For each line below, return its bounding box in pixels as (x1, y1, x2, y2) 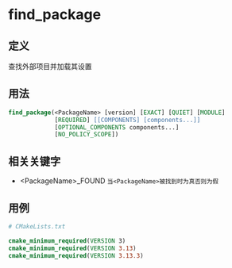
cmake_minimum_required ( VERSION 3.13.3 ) (8, 251, 145, 259)
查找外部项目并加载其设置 (8, 62, 92, 71)
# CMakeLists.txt (8, 222, 66, 231)
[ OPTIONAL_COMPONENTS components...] (54, 123, 180, 132)
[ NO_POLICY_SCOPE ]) (54, 131, 119, 139)
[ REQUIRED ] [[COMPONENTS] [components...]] (54, 116, 201, 124)
